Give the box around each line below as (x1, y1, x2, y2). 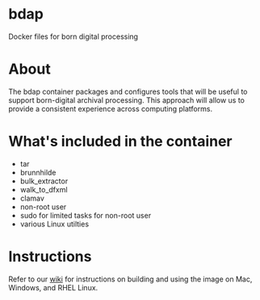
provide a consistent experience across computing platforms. (8, 104, 212, 113)
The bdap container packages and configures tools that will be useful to (8, 87, 248, 96)
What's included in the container (8, 133, 233, 150)
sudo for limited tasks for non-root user (19, 210, 152, 220)
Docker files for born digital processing (8, 32, 139, 41)
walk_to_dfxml (19, 184, 68, 194)
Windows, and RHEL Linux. (8, 282, 99, 292)
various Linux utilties (19, 219, 90, 229)
